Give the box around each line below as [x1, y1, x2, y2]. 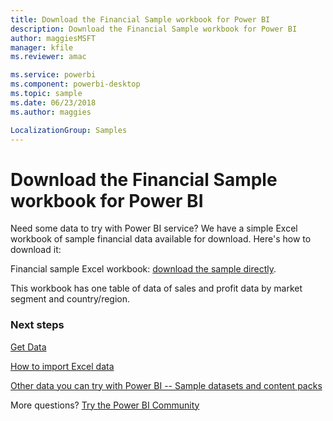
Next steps [10, 318, 65, 332]
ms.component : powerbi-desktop [10, 79, 141, 90]
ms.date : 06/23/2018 [10, 97, 97, 108]
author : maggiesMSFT [10, 33, 97, 43]
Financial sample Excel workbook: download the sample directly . [10, 263, 277, 275]
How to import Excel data [10, 360, 115, 372]
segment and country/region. [10, 293, 131, 305]
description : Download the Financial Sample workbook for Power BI [10, 24, 298, 34]
